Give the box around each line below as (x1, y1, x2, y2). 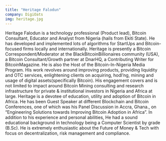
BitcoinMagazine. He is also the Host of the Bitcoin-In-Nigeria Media (5, 62, 145, 68)
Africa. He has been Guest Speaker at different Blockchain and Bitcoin (5, 99, 149, 105)
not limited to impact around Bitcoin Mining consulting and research (5, 83, 144, 89)
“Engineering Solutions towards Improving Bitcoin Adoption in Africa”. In (5, 109, 153, 115)
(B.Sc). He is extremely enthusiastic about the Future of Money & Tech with (5, 125, 159, 131)
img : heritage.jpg (5, 16, 43, 21)
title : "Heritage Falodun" (5, 7, 61, 12)
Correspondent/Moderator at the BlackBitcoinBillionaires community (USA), (5, 51, 160, 57)
